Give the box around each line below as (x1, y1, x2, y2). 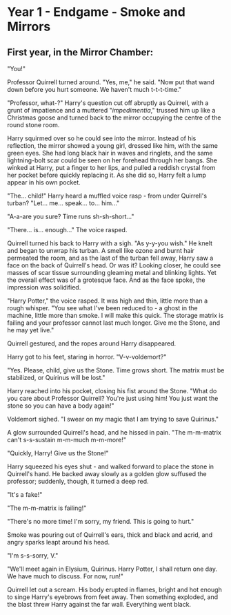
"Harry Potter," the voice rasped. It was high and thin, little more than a (7, 296, 208, 305)
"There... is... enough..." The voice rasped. (7, 226, 128, 234)
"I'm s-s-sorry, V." (7, 551, 59, 560)
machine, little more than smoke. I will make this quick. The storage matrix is (7, 312, 224, 319)
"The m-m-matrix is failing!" (7, 504, 87, 512)
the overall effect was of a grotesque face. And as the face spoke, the (7, 276, 205, 284)
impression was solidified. (7, 283, 81, 291)
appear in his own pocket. (7, 178, 81, 187)
